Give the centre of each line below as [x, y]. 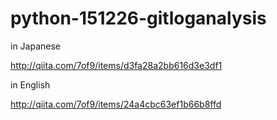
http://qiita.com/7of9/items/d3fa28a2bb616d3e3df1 [116, 65]
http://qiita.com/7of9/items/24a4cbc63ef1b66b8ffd [116, 104]
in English [30, 84]
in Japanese [36, 46]
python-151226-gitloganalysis [138, 18]
